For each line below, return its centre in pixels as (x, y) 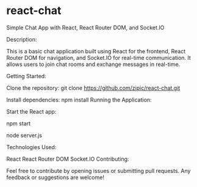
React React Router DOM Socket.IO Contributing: (68, 159)
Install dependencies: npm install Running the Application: (79, 100)
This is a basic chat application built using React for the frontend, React (96, 51)
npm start (19, 123)
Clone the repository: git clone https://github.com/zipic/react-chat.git (93, 88)
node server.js (24, 135)
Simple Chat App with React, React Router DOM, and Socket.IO (85, 28)
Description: (22, 39)
